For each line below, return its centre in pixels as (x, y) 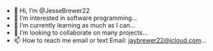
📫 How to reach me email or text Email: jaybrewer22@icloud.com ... (110, 40)
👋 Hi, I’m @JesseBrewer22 (52, 11)
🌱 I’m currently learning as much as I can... (75, 25)
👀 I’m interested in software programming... (75, 18)
